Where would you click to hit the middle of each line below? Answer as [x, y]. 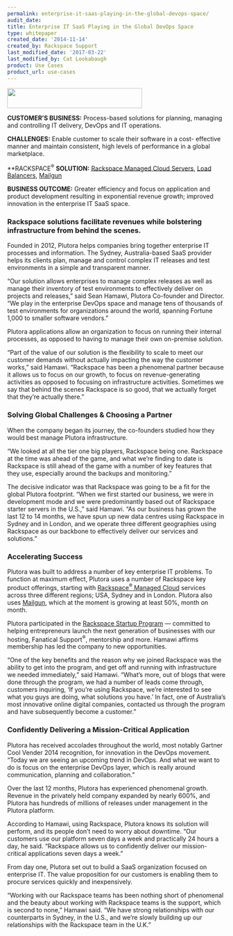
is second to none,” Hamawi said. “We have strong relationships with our [111, 910]
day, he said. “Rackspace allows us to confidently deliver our [94, 846]
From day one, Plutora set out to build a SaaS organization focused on [107, 866]
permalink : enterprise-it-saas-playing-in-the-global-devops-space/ [108, 14]
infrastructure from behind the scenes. [74, 230]
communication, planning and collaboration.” [71, 775]
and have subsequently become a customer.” [72, 712]
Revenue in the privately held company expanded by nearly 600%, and [109, 795]
